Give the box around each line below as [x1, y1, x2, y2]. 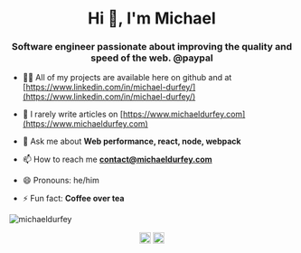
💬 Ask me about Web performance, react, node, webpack [22, 136, 241, 147]
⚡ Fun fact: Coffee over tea [22, 193, 125, 204]
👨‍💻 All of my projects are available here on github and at [22, 72, 232, 83]
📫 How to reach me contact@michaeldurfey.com [22, 154, 212, 165]
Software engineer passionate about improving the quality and [12, 41, 292, 53]
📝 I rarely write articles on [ [22, 108, 124, 120]
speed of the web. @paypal [89, 52, 214, 64]
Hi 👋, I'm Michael [87, 8, 217, 29]
